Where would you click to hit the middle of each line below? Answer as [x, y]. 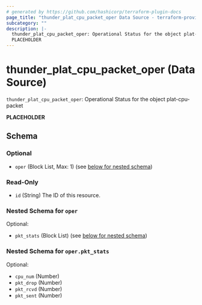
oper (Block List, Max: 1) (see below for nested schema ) [84, 166]
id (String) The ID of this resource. [58, 195]
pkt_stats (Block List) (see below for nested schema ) [81, 236]
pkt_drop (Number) [38, 282]
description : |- [26, 29]
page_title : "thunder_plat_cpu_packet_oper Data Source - [80, 17]
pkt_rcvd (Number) [38, 289]
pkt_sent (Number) [38, 295]
